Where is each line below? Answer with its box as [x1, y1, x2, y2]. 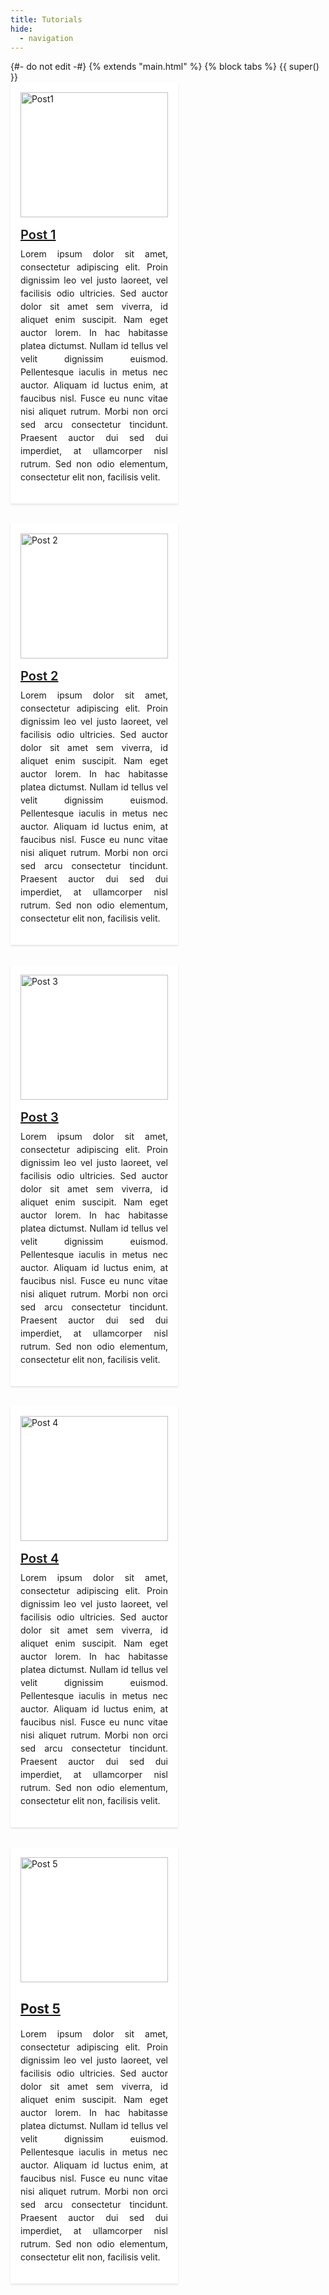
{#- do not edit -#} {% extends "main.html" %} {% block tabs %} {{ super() [10, 61, 320, 73]
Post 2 [20, 668, 59, 685]
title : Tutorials [10, 14, 83, 25]
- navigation [19, 33, 74, 43]
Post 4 [20, 1551, 60, 1567]
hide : [10, 24, 33, 34]
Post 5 [20, 2000, 61, 2017]
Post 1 [20, 227, 57, 243]
